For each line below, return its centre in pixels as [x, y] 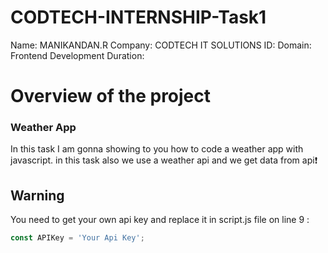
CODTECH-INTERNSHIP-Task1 [138, 17]
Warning [37, 195]
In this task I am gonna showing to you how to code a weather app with [157, 149]
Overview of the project [111, 96]
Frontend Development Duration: [77, 55]
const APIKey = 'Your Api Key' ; [77, 238]
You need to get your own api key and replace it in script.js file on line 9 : [160, 220]
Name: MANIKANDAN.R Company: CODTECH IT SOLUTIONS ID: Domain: [161, 45]
